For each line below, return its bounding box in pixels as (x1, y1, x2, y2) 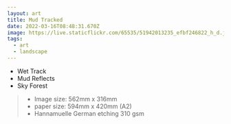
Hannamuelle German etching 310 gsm (34, 109, 144, 117)
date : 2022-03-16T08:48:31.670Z (7, 23, 100, 29)
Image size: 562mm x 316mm (34, 95, 118, 103)
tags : (7, 36, 23, 42)
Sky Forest (16, 82, 48, 90)
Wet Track (16, 66, 47, 75)
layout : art (7, 10, 41, 17)
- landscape (13, 49, 48, 55)
